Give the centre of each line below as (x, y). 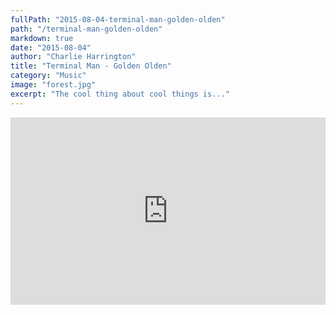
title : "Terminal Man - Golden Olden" (91, 66)
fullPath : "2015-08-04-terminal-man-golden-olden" (118, 19)
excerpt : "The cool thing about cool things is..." (120, 94)
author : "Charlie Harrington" (73, 57)
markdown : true (42, 38)
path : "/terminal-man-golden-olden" (86, 29)
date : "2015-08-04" (51, 47)
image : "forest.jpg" (53, 85)
